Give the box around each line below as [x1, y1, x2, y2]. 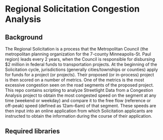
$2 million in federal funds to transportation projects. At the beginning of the [5, 62, 158, 67]
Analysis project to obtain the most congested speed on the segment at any [5, 92, 157, 98]
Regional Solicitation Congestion [5, 3, 140, 15]
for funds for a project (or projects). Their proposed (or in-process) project [5, 72, 154, 77]
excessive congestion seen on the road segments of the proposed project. [5, 82, 154, 88]
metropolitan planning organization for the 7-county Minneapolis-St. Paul [5, 51, 151, 57]
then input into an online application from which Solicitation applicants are [5, 108, 153, 114]
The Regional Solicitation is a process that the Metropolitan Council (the [5, 46, 148, 52]
